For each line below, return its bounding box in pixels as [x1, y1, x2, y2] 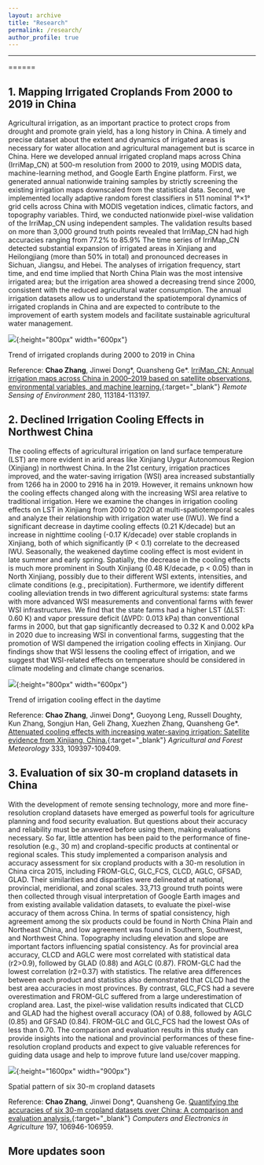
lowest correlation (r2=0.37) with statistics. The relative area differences [8, 966, 242, 976]
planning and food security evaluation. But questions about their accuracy [8, 816, 247, 825]
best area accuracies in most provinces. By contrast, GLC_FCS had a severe [8, 983, 255, 993]
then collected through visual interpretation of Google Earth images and [8, 891, 240, 901]
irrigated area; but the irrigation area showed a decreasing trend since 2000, [8, 277, 256, 287]
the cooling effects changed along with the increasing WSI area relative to [8, 488, 247, 498]
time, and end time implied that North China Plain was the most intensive [8, 269, 244, 278]
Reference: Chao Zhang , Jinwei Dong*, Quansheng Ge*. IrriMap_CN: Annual [8, 366, 254, 375]
